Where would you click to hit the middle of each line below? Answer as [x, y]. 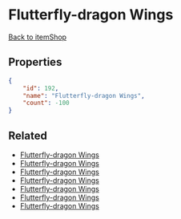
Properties [35, 62]
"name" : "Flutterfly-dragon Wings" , [84, 95]
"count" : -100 [46, 103]
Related [28, 135]
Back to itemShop [37, 37]
